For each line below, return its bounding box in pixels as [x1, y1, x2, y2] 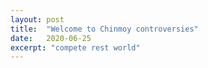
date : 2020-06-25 [10, 33, 92, 43]
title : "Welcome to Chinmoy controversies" [10, 24, 199, 34]
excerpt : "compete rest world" [10, 42, 141, 53]
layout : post [10, 14, 65, 25]
